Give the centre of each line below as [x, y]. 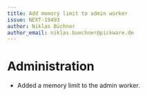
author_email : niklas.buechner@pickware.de [71, 33]
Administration [51, 67]
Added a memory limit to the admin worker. [78, 86]
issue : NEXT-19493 [33, 20]
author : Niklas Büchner [41, 26]
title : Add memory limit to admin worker [68, 13]
